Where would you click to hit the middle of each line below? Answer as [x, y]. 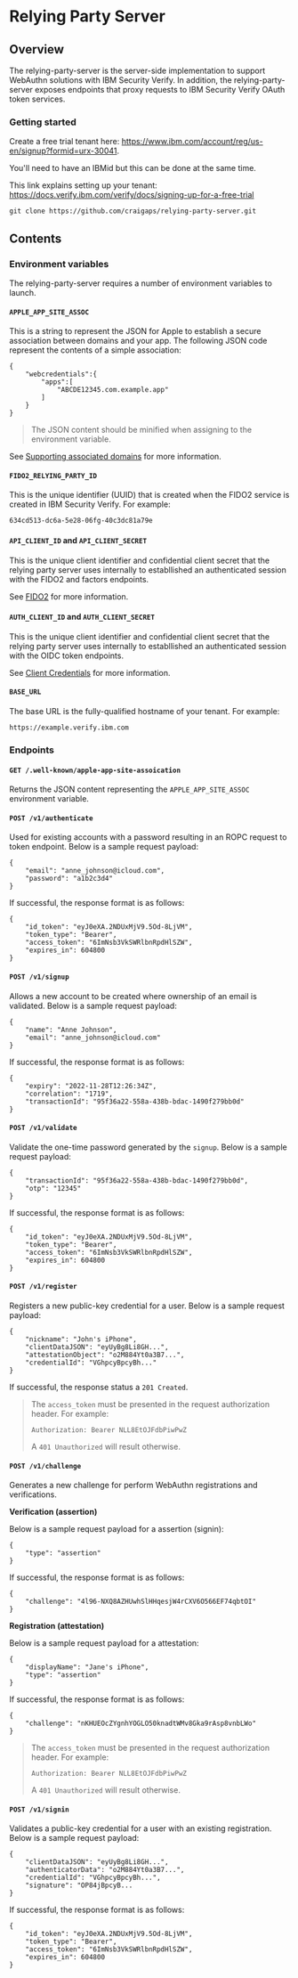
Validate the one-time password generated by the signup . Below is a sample [148, 1147]
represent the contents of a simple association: [95, 350]
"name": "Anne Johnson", [71, 1030]
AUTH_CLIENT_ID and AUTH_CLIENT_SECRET [82, 617]
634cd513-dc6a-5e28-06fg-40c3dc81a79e [81, 521]
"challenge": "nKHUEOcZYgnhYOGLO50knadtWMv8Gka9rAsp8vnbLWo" [141, 1724]
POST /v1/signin [39, 1810]
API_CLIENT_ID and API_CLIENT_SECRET [78, 540]
